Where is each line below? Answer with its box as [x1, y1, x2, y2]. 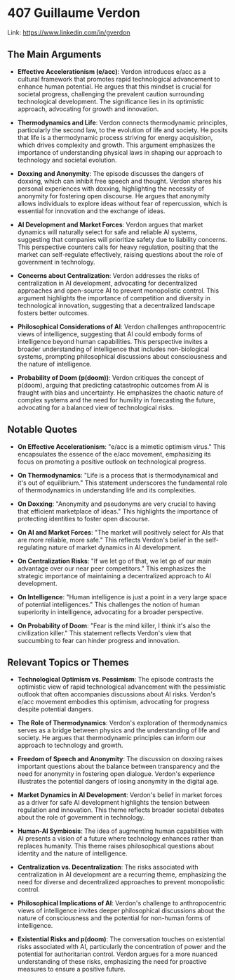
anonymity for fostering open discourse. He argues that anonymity [17, 191, 210, 200]
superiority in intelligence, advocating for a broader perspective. [17, 607, 204, 616]
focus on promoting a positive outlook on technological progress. [17, 457, 206, 466]
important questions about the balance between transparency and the [17, 762, 220, 771]
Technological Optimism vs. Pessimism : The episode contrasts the [17, 675, 214, 684]
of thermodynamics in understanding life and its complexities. [17, 485, 196, 494]
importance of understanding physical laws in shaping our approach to [17, 148, 222, 156]
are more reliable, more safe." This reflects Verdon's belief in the [17, 535, 204, 544]
